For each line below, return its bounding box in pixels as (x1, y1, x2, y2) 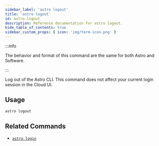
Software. (5, 58, 25, 63)
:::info (5, 43, 17, 49)
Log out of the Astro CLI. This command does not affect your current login (5, 76, 154, 82)
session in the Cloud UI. (5, 82, 53, 88)
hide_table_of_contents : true (5, 25, 67, 30)
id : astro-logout (5, 16, 40, 21)
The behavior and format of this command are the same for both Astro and (5, 53, 155, 58)
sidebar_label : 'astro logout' (5, 7, 69, 12)
